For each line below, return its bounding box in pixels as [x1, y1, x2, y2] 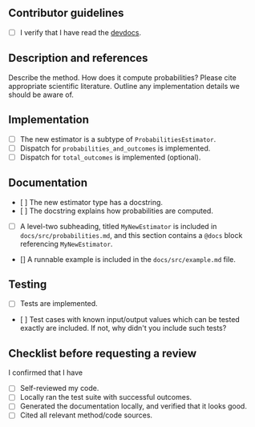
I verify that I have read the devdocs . [19, 27, 142, 37]
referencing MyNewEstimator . [19, 239, 113, 248]
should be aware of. [8, 90, 75, 99]
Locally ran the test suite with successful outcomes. [19, 393, 192, 402]
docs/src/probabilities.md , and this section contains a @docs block [19, 230, 243, 240]
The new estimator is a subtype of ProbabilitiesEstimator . [19, 134, 217, 143]
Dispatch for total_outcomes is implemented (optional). [19, 152, 201, 162]
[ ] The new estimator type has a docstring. [19, 197, 163, 207]
